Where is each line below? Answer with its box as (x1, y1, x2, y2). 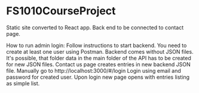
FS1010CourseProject (6, 4, 116, 18)
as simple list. (6, 79, 40, 87)
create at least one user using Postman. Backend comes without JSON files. (6, 48, 194, 55)
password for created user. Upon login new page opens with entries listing (6, 73, 190, 80)
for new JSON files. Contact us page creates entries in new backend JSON (6, 61, 191, 68)
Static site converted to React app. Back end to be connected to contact (6, 24, 184, 31)
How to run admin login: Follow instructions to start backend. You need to (6, 42, 187, 49)
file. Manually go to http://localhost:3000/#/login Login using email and (6, 67, 181, 74)
